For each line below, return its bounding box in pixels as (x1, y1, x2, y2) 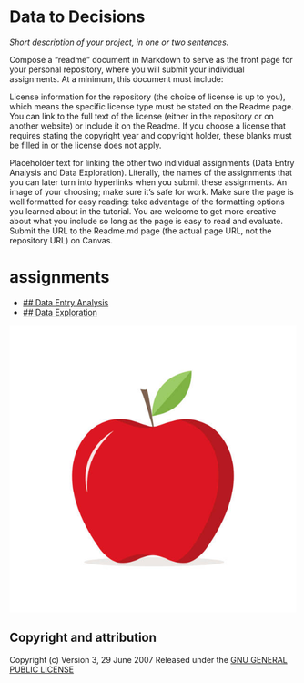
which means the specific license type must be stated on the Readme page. (9, 100, 294, 111)
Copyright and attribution (9, 630, 157, 646)
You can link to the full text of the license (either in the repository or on (9, 110, 275, 121)
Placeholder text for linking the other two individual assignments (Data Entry (9, 157, 295, 168)
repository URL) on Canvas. (9, 234, 114, 245)
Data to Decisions (9, 6, 146, 27)
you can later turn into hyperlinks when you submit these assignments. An (9, 176, 288, 188)
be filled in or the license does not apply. (9, 140, 162, 150)
